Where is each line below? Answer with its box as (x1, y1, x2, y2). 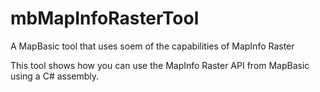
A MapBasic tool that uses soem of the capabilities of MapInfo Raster (10, 40, 295, 52)
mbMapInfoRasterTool (10, 7, 200, 30)
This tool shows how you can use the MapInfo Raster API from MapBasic (10, 59, 310, 71)
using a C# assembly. (10, 70, 100, 82)
